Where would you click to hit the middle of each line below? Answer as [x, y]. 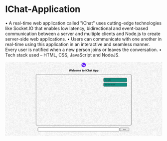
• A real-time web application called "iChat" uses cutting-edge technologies [83, 23]
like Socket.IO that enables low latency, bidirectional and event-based [77, 28]
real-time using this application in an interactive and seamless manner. [78, 44]
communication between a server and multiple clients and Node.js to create [83, 33]
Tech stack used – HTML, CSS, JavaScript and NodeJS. [62, 55]
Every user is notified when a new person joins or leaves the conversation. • [83, 49]
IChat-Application [43, 9]
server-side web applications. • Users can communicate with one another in [83, 39]
